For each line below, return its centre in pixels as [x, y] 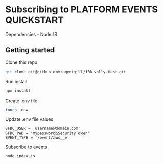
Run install [16, 81]
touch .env [17, 110]
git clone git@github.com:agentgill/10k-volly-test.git [66, 72]
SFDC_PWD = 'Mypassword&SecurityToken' [48, 133]
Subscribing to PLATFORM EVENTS [81, 9]
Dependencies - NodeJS [31, 34]
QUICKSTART [34, 20]
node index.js [20, 156]
